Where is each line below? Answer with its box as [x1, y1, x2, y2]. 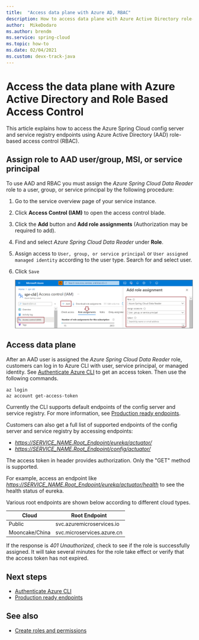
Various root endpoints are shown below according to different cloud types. [6, 499, 191, 506]
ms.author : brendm [6, 29, 52, 34]
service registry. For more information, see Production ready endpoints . [6, 409, 181, 417]
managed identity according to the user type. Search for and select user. [14, 256, 192, 263]
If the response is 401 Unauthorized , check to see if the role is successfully [6, 542, 190, 549]
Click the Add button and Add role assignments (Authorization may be [14, 220, 188, 228]
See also [6, 611, 38, 621]
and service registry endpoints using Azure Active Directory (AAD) [6, 131, 169, 138]
